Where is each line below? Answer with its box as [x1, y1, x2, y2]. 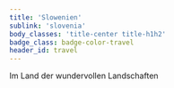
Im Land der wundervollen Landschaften [9, 70, 159, 81]
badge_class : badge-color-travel [9, 37, 135, 47]
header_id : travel [9, 46, 78, 55]
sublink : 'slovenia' [9, 21, 87, 30]
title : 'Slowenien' [9, 12, 83, 22]
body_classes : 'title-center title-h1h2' [9, 29, 167, 38]
